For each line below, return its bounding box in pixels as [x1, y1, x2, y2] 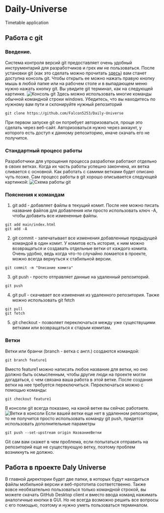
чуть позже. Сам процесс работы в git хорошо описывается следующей [5, 174, 157, 180]
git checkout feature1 [5, 396, 51, 401]
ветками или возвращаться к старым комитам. [12, 325, 112, 331]
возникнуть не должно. [5, 449, 54, 455]
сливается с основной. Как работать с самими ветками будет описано [5, 168, 154, 174]
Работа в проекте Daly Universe [5, 463, 106, 471]
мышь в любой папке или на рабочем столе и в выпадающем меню [5, 80, 148, 86]
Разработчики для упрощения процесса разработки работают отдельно [5, 158, 157, 164]
